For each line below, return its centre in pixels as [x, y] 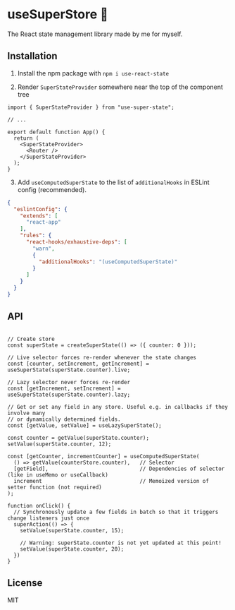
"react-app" [43, 222]
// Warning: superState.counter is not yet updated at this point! [121, 543]
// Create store [31, 339]
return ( [26, 138]
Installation [32, 56]
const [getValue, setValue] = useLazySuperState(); [84, 425]
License [25, 583]
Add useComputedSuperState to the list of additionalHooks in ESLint [113, 182]
